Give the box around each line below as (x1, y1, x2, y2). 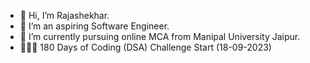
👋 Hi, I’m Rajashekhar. (19, 10, 110, 21)
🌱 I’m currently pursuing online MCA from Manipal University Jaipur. (19, 31, 301, 42)
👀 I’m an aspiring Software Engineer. (19, 20, 170, 32)
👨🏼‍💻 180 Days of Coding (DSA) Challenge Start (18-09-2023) (19, 41, 272, 53)
